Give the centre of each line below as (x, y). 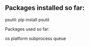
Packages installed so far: (45, 8)
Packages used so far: (27, 29)
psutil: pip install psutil (27, 19)
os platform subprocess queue (36, 38)
